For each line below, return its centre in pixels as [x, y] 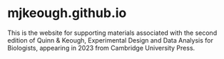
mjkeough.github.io [67, 13]
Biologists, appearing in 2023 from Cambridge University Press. [101, 48]
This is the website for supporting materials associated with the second [112, 33]
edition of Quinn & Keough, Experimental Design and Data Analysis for [111, 40]
